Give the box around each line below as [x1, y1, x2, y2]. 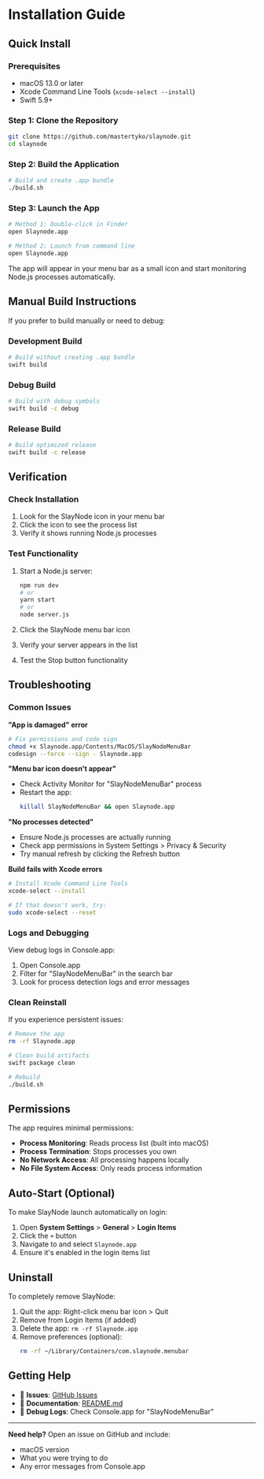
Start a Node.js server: [19, 566, 93, 576]
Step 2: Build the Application [8, 158, 119, 170]
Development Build [8, 335, 82, 346]
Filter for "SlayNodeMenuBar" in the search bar [19, 969, 173, 978]
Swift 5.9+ [19, 95, 53, 104]
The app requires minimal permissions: [8, 1123, 134, 1133]
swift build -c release [8, 448, 86, 456]
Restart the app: [19, 788, 72, 797]
